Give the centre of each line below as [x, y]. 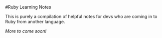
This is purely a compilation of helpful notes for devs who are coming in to [81, 16]
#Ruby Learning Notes [28, 7]
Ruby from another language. [35, 22]
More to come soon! [26, 31]
